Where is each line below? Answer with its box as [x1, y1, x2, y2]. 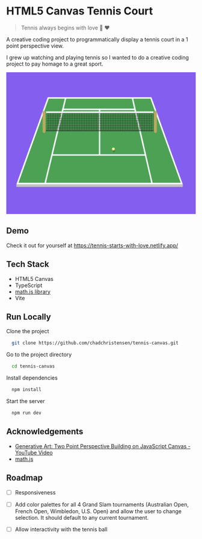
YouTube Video [14, 449, 53, 456]
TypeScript [14, 282, 43, 289]
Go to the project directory [6, 351, 72, 359]
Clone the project [6, 328, 49, 335]
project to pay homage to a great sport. [6, 60, 103, 67]
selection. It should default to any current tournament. [14, 514, 149, 521]
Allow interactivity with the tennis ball [14, 525, 108, 533]
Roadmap [6, 473, 43, 483]
